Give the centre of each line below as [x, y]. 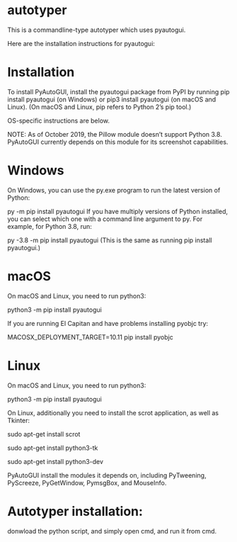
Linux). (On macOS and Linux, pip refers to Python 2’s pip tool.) [99, 107]
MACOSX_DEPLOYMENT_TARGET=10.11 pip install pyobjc [90, 337]
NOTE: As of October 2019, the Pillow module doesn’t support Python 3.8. [115, 134]
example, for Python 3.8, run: [50, 226]
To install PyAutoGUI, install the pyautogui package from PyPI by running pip [118, 91]
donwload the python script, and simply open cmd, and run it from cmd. [112, 531]
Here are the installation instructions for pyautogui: [81, 43]
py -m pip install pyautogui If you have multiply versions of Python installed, [118, 211]
